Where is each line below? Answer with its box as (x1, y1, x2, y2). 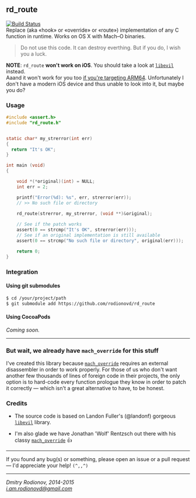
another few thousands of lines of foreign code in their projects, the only (6, 372, 180, 379)
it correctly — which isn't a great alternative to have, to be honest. (6, 384, 165, 391)
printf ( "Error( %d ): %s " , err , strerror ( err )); (16, 195, 132, 200)
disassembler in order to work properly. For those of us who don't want (6, 366, 177, 373)
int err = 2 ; (16, 184, 48, 190)
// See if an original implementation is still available (16, 233, 160, 238)
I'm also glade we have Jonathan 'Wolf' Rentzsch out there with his (14, 430, 176, 437)
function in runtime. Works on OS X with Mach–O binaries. (6, 32, 146, 40)
